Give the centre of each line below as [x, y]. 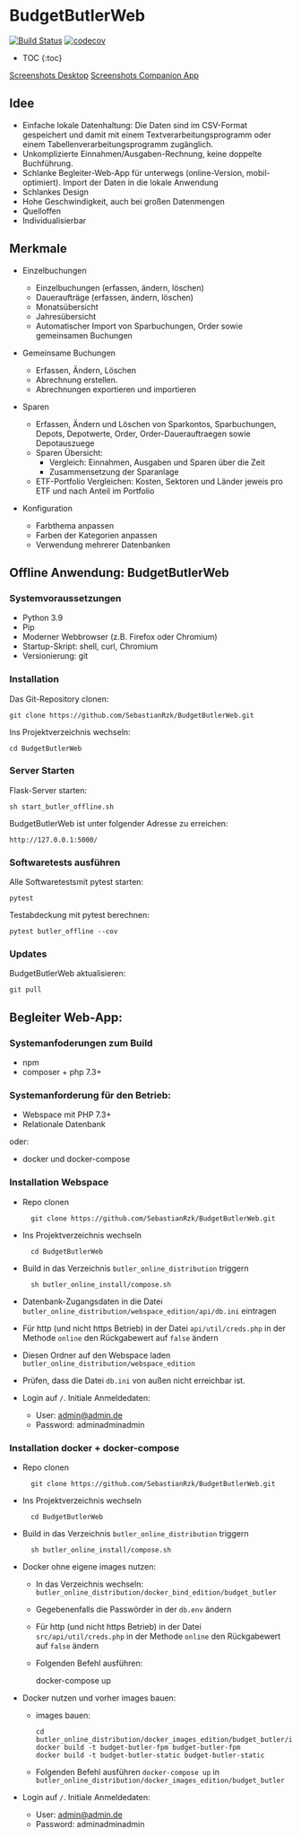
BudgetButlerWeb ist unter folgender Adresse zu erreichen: [119, 823]
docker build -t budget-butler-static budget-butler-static [150, 1755]
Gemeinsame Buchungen [69, 353]
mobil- [258, 172]
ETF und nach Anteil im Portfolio [95, 491]
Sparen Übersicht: [69, 452]
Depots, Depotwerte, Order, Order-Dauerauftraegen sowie [143, 433]
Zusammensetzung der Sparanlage [114, 471]
